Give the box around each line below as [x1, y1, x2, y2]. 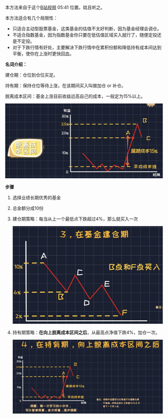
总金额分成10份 [12, 205, 44, 211]
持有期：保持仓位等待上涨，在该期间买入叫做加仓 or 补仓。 [5, 83, 126, 89]
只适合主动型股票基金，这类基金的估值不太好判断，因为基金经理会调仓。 [12, 26, 161, 32]
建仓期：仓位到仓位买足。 [5, 72, 58, 78]
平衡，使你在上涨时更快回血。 [12, 51, 74, 57]
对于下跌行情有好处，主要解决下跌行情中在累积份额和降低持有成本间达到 [12, 45, 161, 50]
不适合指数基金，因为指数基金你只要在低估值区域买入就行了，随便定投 [12, 32, 157, 38]
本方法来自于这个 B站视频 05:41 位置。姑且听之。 [5, 5, 105, 10]
